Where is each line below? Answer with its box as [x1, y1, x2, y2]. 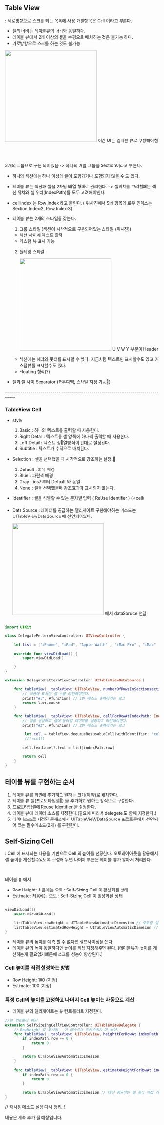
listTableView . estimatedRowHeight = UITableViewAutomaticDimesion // [14, 925, 159, 930]
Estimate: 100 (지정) [12, 983, 52, 988]
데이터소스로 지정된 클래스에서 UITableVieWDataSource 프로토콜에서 [12, 816, 145, 822]
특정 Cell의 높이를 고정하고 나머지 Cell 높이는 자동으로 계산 [5, 996, 135, 1003]
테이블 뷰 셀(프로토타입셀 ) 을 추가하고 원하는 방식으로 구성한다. [12, 798, 134, 804]
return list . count [22, 700, 60, 705]
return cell [22, 754, 47, 759]
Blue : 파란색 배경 [19, 472, 53, 479]
